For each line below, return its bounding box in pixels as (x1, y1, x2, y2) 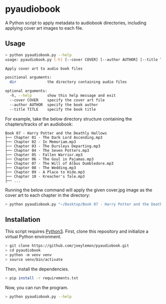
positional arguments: (5, 75, 52, 80)
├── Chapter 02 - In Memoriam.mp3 (5, 139, 77, 144)
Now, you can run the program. (5, 284, 69, 290)
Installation (5, 215, 41, 223)
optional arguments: (5, 88, 48, 93)
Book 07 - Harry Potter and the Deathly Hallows (5, 130, 107, 135)
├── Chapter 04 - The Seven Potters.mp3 (5, 148, 90, 153)
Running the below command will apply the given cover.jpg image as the (5, 187, 153, 193)
